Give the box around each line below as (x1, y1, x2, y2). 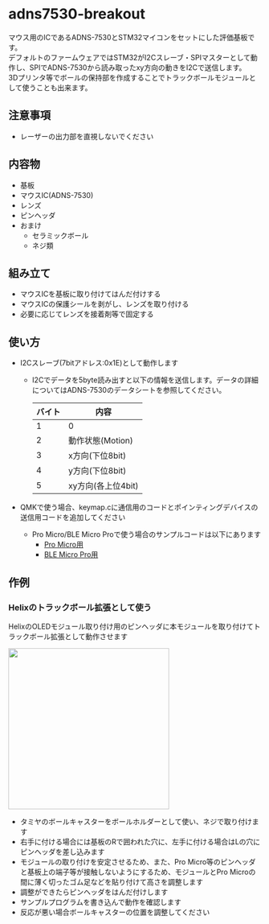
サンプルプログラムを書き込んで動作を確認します (19, 897, 182, 906)
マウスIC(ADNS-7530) (19, 190, 94, 200)
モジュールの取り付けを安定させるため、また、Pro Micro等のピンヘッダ (19, 856, 256, 866)
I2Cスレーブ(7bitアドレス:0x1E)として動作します (19, 358, 179, 368)
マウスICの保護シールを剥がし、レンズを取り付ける (19, 299, 190, 309)
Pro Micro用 (43, 540, 84, 550)
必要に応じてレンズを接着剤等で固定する (19, 309, 154, 319)
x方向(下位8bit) (67, 450, 127, 461)
